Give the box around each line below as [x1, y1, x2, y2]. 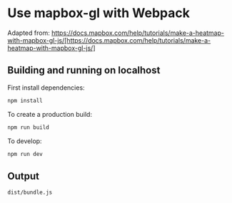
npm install [7, 97, 43, 104]
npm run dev [7, 150, 43, 157]
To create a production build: [7, 110, 93, 118]
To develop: [7, 137, 42, 145]
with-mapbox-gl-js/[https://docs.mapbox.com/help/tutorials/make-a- [7, 36, 211, 44]
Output [7, 170, 39, 182]
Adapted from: [7, 28, 50, 37]
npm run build [7, 123, 50, 131]
